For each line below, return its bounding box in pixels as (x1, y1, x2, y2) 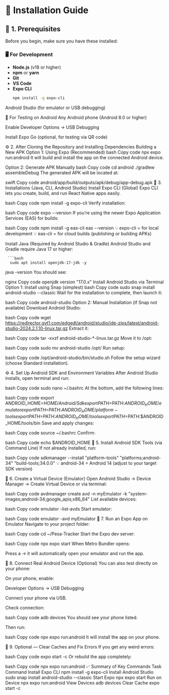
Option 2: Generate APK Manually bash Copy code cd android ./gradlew (5, 164, 155, 171)
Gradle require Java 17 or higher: (5, 246, 73, 252)
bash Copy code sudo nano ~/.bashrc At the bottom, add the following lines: (5, 385, 164, 391)
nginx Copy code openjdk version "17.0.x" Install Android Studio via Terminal (5, 279, 164, 285)
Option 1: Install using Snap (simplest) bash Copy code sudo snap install (5, 284, 155, 290)
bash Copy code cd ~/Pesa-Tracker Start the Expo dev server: (5, 530, 135, 537)
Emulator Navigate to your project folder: (5, 521, 90, 527)
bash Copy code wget (5, 315, 51, 321)
